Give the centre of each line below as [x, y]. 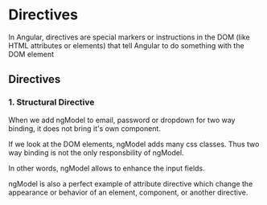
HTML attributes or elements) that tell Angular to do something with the [126, 45]
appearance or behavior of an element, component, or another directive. [128, 192]
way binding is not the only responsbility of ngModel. [96, 152]
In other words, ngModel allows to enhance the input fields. [107, 168]
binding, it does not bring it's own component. [84, 128]
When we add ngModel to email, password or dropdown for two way [122, 120]
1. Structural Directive [51, 102]
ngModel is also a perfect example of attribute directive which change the [131, 183]
